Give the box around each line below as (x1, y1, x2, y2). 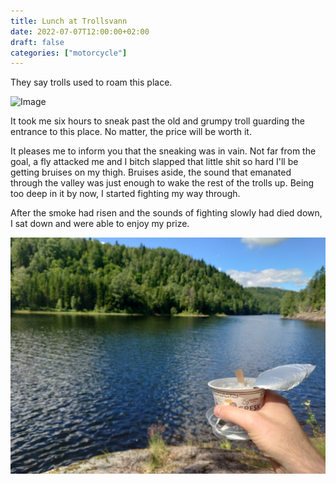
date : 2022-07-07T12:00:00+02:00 (10, 26, 150, 37)
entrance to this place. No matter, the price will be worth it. (10, 126, 252, 138)
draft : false (10, 37, 65, 47)
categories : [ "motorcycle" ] (10, 48, 128, 58)
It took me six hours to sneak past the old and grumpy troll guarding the (10, 115, 305, 127)
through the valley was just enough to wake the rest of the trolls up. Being (10, 177, 315, 189)
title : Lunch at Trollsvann (10, 16, 128, 26)
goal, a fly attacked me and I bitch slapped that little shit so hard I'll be (10, 156, 299, 168)
